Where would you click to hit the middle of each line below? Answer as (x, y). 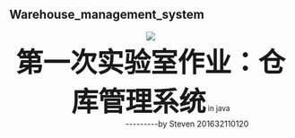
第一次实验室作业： (137, 62)
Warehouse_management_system (107, 15)
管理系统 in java (164, 101)
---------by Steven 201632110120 (187, 124)
